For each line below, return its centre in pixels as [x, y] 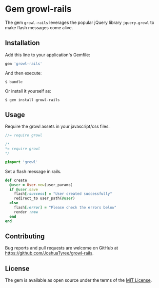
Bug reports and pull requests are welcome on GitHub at [62, 248]
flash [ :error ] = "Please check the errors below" [65, 208]
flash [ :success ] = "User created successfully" [63, 194]
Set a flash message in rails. [33, 171]
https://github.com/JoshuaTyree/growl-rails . [50, 253]
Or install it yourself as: [28, 91]
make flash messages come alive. [39, 27]
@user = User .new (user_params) [41, 185]
